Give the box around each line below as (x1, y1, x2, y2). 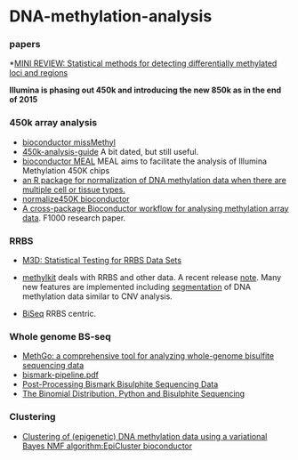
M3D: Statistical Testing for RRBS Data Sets (21, 255, 182, 266)
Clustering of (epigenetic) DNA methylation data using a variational (21, 431, 268, 441)
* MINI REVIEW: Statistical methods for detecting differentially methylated (9, 58, 278, 69)
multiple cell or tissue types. (21, 184, 126, 195)
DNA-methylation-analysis (9, 6, 213, 27)
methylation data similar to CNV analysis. (21, 291, 173, 302)
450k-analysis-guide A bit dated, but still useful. (21, 146, 199, 157)
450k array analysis (9, 117, 98, 129)
